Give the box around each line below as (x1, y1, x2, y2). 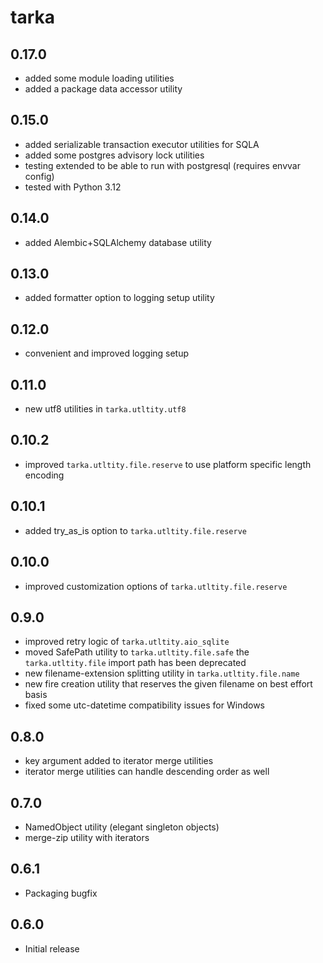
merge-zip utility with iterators (24, 831, 150, 843)
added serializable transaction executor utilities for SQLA (24, 138, 260, 150)
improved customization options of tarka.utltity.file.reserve (24, 580, 288, 592)
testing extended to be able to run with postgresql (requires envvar (24, 159, 301, 171)
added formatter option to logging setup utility (24, 292, 215, 304)
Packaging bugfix (24, 887, 98, 899)
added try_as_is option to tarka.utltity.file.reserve (24, 524, 247, 536)
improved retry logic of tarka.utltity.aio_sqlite (24, 636, 230, 648)
